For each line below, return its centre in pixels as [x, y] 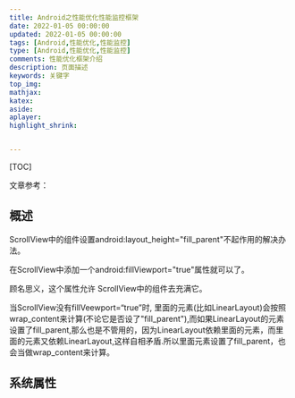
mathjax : [25, 92]
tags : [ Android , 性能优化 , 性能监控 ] [70, 42]
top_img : [25, 84]
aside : [21, 109]
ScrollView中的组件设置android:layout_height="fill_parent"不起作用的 [136, 239]
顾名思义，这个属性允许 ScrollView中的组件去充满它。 [108, 288]
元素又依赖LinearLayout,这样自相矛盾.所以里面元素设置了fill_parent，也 [155, 341]
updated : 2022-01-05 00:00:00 [66, 34]
